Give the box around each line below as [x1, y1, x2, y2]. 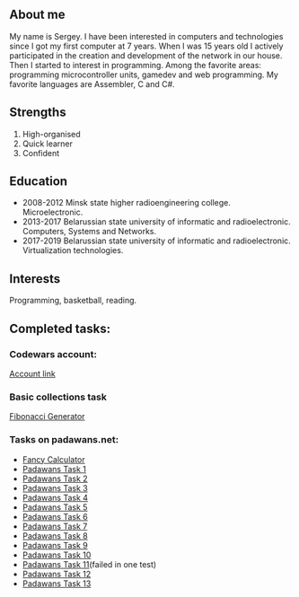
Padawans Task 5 [22, 502, 88, 513]
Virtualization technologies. [22, 245, 124, 256]
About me [9, 7, 66, 22]
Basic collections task [9, 391, 108, 403]
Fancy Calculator [22, 453, 85, 465]
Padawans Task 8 [22, 530, 88, 541]
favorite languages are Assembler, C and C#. [9, 78, 175, 89]
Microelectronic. [22, 206, 84, 218]
